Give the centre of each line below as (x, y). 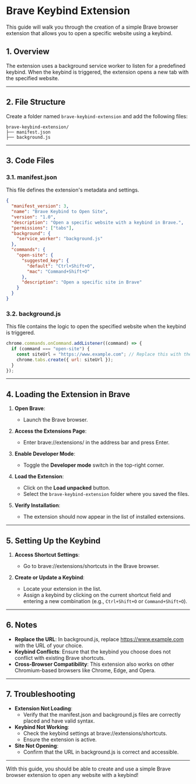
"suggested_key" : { (45, 261)
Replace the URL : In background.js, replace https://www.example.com (99, 639)
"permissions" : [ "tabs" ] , (43, 228)
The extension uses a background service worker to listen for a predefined (96, 66)
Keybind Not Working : (42, 727)
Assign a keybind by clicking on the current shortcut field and (97, 595)
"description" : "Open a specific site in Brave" (82, 282)
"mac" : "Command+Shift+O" (59, 271)
